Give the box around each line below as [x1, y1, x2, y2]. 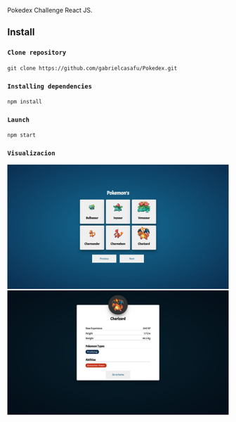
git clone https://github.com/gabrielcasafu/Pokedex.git [7, 65, 178, 72]
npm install [7, 98, 42, 105]
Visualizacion [7, 149, 55, 158]
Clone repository [7, 49, 67, 57]
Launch [7, 115, 30, 124]
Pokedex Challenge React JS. [7, 6, 93, 14]
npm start [7, 132, 37, 139]
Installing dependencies [7, 82, 93, 90]
